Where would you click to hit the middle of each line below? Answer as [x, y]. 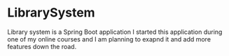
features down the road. [42, 46]
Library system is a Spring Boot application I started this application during [115, 32]
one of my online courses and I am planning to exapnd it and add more [109, 39]
